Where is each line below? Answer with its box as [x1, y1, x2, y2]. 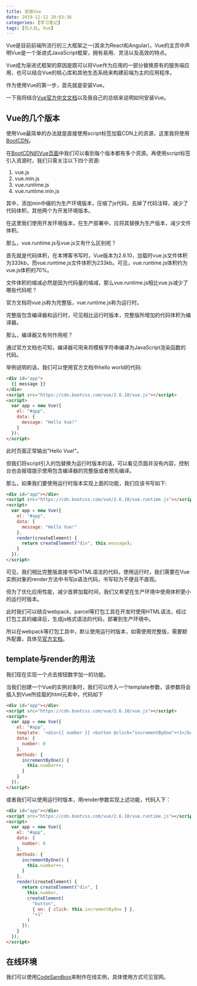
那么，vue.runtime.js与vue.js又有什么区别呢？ [6, 240, 117, 247]
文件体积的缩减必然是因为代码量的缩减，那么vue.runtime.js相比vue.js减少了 [6, 279, 189, 286]
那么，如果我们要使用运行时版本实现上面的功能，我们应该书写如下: [6, 479, 167, 486]
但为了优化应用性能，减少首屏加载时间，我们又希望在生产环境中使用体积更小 [6, 588, 191, 595]
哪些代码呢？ [6, 287, 37, 294]
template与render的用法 [6, 654, 96, 664]
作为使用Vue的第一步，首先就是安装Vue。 [6, 82, 108, 89]
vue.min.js [14, 175, 40, 182]
